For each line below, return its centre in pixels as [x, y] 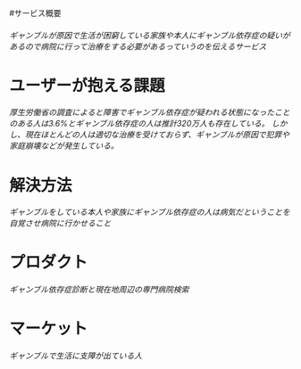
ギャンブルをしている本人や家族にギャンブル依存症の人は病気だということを [150, 212]
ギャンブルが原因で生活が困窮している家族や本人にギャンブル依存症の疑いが [150, 35]
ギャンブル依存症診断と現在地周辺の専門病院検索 [99, 289]
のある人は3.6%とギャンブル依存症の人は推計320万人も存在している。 [139, 124]
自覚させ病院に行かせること [60, 223]
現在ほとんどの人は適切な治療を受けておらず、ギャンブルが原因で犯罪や [157, 135]
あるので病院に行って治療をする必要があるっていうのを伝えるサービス [138, 46]
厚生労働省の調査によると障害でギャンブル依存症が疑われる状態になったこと [150, 112]
